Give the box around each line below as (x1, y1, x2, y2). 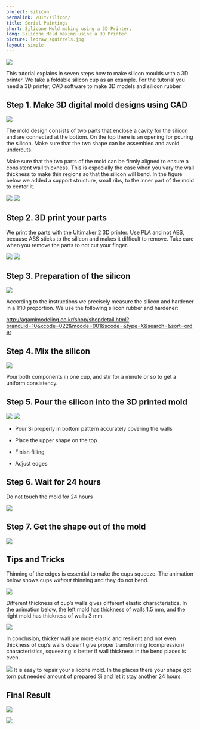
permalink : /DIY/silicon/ (6, 14, 70, 20)
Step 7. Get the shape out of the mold (6, 522, 146, 532)
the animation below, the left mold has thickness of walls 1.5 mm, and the (6, 606, 186, 613)
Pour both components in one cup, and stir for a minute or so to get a (6, 373, 177, 381)
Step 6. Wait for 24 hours (6, 477, 101, 488)
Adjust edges (14, 460, 48, 467)
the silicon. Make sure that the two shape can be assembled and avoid (6, 139, 180, 147)
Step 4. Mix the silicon (6, 346, 91, 356)
